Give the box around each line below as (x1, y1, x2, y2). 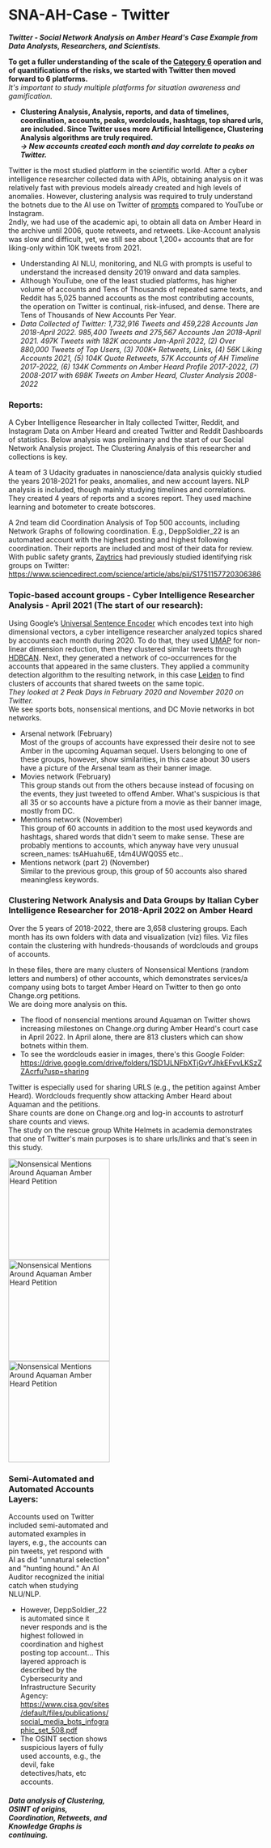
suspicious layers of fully (19, 1743, 104, 1752)
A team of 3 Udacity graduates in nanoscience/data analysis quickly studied (8, 468, 263, 478)
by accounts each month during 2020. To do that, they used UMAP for (8, 635, 243, 645)
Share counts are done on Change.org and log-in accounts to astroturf (8, 1107, 244, 1118)
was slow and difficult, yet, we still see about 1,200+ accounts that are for (8, 234, 254, 244)
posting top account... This (19, 1648, 110, 1658)
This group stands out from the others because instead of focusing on (19, 780, 255, 790)
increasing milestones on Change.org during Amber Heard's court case (19, 1023, 259, 1033)
